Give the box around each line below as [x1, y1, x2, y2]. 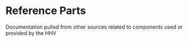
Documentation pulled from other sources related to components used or [5, 23, 183, 30]
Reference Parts [5, 4, 87, 17]
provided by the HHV [5, 29, 57, 36]
